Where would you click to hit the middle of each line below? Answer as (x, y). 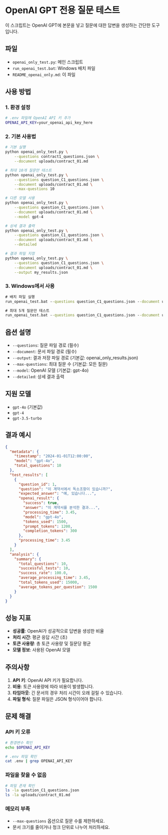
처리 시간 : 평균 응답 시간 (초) (40, 637)
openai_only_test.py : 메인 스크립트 (48, 62)
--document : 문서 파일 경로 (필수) (44, 352)
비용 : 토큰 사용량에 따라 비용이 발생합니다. (53, 687)
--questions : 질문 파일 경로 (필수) (45, 345)
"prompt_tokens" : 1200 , (48, 526)
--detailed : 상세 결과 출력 (38, 377)
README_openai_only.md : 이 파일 (44, 74)
